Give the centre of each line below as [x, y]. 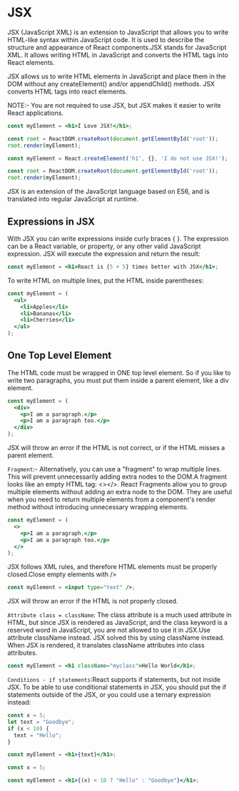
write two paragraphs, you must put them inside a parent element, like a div [118, 380]
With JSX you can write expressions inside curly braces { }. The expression [118, 239]
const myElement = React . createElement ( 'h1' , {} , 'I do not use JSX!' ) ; [118, 158]
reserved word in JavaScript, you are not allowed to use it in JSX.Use [109, 630]
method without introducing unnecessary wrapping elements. [98, 507]
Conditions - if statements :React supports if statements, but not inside [114, 680]
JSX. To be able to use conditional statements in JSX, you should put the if [117, 687]
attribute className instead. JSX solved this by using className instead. [116, 638]
